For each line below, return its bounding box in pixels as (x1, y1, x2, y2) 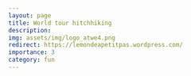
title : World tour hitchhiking (8, 19, 112, 27)
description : (8, 26, 52, 34)
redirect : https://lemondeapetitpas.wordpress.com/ (8, 41, 183, 49)
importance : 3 (8, 48, 56, 56)
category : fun (8, 56, 56, 64)
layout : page (8, 11, 52, 20)
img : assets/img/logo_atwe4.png (8, 33, 115, 42)
